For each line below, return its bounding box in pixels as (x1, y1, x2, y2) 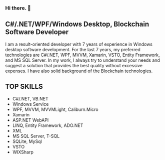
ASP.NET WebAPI (12, 117, 49, 123)
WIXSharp (12, 149, 33, 155)
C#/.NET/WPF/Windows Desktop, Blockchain (5, 20, 149, 29)
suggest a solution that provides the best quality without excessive (5, 62, 142, 68)
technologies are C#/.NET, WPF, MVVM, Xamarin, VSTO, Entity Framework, (5, 52, 160, 58)
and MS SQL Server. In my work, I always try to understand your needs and (5, 57, 160, 63)
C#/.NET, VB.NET (12, 95, 48, 102)
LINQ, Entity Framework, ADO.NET (12, 122, 83, 128)
